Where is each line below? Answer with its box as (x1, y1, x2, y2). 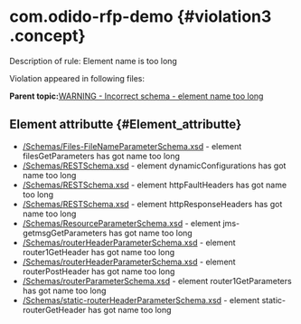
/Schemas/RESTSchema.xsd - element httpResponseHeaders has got (22, 198, 283, 209)
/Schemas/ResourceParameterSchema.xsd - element (22, 217, 221, 228)
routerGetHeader (22, 304, 87, 315)
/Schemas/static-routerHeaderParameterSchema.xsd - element (22, 294, 260, 305)
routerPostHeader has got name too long (22, 265, 175, 277)
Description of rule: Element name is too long (9, 55, 178, 66)
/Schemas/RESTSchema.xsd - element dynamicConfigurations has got (22, 160, 287, 171)
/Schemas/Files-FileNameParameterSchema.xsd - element (22, 140, 242, 151)
